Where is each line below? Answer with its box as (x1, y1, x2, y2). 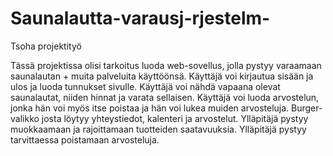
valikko (10, 112, 40, 124)
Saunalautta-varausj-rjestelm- (10, 7, 271, 30)
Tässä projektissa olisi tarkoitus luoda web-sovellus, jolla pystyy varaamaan (10, 59, 322, 71)
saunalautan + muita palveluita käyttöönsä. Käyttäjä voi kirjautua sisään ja (10, 70, 314, 82)
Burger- (291, 102, 323, 114)
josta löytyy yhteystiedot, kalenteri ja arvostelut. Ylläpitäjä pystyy (41, 112, 309, 124)
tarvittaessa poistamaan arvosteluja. (10, 133, 160, 146)
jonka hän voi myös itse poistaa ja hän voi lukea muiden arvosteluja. (10, 102, 290, 114)
